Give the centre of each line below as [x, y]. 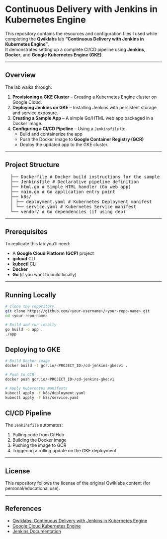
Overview [21, 75]
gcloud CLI [24, 259]
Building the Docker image [40, 440]
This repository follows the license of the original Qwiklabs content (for [78, 483]
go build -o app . [24, 329]
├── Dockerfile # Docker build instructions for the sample [85, 177]
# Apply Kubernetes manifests [37, 388]
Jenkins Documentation [37, 531]
